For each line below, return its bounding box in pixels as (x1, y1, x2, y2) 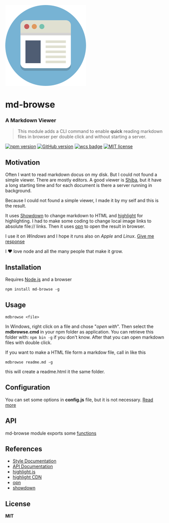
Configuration (5, 383, 50, 392)
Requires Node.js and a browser (5, 276, 72, 282)
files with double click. (5, 339, 52, 346)
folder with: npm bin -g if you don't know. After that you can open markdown (5, 334, 164, 340)
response (5, 239, 25, 245)
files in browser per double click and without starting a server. (17, 134, 147, 140)
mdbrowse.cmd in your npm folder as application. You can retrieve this (5, 328, 154, 335)
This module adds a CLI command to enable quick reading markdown (17, 128, 163, 134)
